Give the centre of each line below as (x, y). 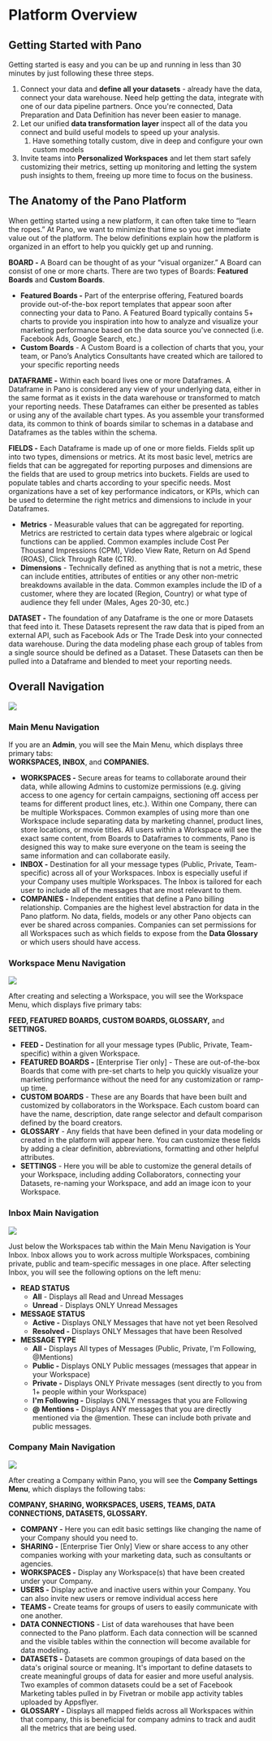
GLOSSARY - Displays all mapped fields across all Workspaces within (137, 1710)
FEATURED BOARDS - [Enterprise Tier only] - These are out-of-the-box (140, 1062)
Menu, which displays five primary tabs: (75, 1005)
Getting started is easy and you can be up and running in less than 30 (125, 64)
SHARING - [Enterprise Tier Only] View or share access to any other (134, 1546)
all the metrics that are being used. (78, 1728)
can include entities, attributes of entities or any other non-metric (130, 576)
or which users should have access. (80, 942)
